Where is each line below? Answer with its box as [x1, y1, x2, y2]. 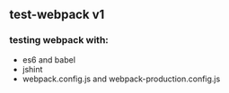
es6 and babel [22, 54, 76, 65]
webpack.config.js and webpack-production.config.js [22, 73, 221, 84]
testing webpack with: [9, 34, 110, 46]
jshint [22, 63, 43, 74]
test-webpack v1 [9, 7, 105, 22]
